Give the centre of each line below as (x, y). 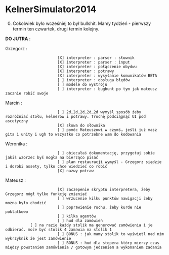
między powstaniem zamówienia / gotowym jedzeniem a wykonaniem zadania (83, 247)
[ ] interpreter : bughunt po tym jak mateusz (107, 89)
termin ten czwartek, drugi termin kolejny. (56, 28)
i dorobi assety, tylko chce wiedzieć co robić (56, 166)
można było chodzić (26, 203)
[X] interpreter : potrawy (86, 71)
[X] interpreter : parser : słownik (96, 58)
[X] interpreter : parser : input (94, 62)
